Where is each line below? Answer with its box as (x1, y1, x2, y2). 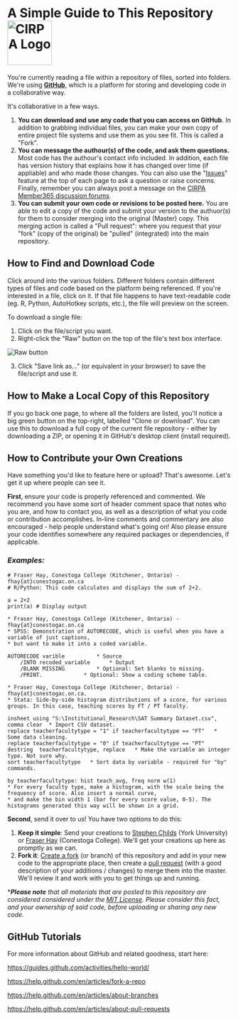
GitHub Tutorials (7, 931, 82, 943)
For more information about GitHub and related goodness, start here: (7, 950, 209, 958)
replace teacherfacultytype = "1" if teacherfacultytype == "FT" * (7, 727, 218, 735)
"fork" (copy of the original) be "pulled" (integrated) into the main (17, 229, 210, 238)
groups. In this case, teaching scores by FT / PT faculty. (7, 703, 190, 710)
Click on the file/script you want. (17, 326, 113, 335)
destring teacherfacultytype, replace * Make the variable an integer (7, 746, 231, 753)
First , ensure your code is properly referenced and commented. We (7, 493, 206, 501)
